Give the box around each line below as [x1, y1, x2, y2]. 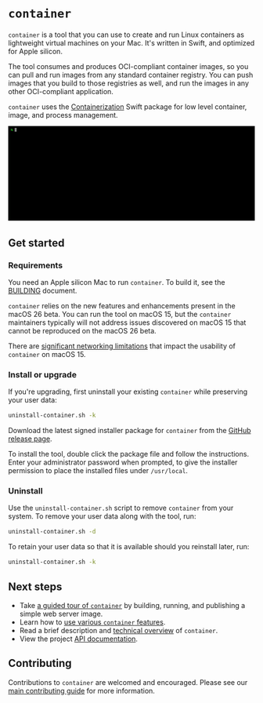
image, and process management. [8, 110, 119, 119]
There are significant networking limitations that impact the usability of [8, 341, 236, 351]
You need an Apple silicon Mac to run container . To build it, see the [8, 278, 225, 286]
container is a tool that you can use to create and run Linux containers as [8, 30, 245, 39]
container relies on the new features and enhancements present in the [8, 301, 236, 310]
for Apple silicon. [8, 46, 63, 56]
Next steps [8, 580, 63, 593]
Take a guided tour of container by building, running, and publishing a [19, 601, 246, 610]
